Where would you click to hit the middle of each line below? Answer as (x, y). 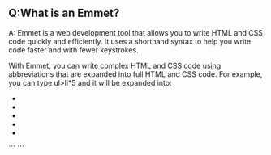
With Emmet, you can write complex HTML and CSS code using (115, 65)
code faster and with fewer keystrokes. (74, 50)
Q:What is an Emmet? (64, 13)
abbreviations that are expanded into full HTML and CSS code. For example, (135, 74)
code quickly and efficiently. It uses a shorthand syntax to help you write (130, 41)
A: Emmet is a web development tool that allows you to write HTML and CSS (136, 32)
